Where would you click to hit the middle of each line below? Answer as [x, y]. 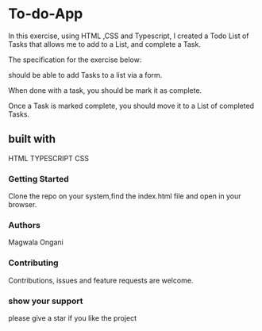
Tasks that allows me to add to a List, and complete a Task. [104, 44]
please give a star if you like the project [73, 318]
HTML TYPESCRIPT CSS [49, 158]
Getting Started [39, 179]
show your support [46, 301]
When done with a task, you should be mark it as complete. [105, 90]
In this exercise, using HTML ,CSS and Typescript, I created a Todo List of [129, 36]
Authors [25, 225]
